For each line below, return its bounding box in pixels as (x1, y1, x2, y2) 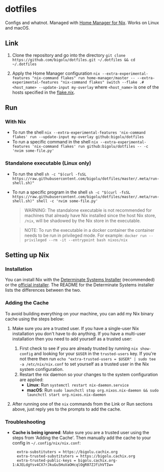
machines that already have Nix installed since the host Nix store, (24, 212, 157, 218)
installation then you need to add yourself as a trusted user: (12, 335, 133, 342)
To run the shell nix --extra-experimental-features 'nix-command (12, 129, 146, 136)
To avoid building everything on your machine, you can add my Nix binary (5, 310, 154, 316)
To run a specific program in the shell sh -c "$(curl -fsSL (12, 189, 131, 195)
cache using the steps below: (5, 316, 65, 322)
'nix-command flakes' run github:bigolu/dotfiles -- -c (32, 144, 148, 149)
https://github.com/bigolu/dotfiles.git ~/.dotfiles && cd (12, 57, 136, 62)
